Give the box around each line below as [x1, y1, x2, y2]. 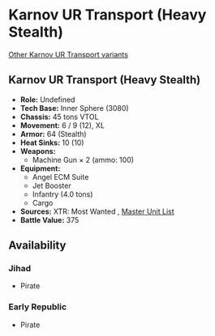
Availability [8, 239, 67, 253]
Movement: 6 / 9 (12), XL [19, 120, 105, 130]
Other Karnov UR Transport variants [8, 49, 128, 59]
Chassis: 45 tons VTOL [19, 112, 99, 121]
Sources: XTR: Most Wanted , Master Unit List [19, 206, 174, 216]
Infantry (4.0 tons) [32, 189, 93, 199]
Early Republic [8, 301, 67, 313]
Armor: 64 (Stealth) [19, 129, 87, 138]
